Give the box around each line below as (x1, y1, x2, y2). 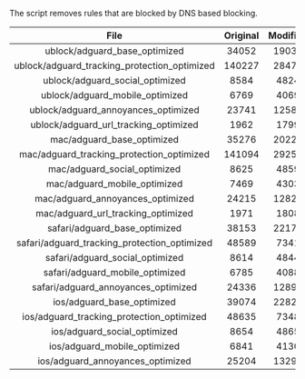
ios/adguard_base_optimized (53, 295, 176, 308)
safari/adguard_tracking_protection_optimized (16, 236, 213, 249)
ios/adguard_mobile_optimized (48, 340, 180, 353)
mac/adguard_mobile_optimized (45, 177, 183, 190)
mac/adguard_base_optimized (49, 134, 180, 145)
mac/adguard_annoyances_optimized (34, 193, 195, 204)
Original (223, 29, 260, 42)
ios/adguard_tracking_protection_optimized (22, 311, 207, 323)
